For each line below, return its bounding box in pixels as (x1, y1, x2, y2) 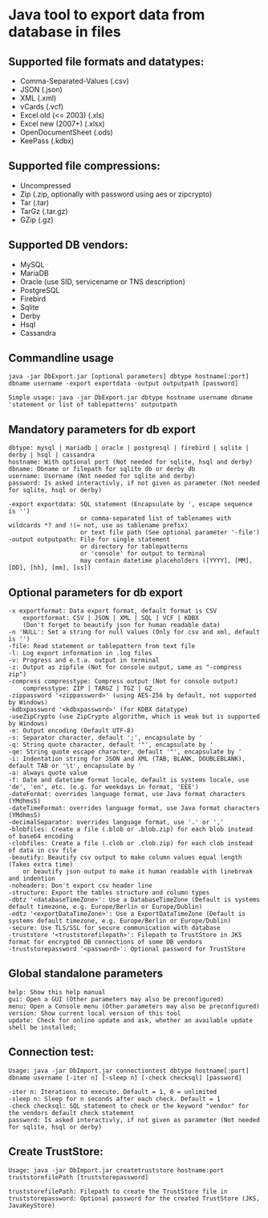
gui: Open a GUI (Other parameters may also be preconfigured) (8, 995, 225, 1003)
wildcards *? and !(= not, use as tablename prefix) (8, 522, 189, 530)
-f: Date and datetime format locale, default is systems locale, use (8, 776, 250, 784)
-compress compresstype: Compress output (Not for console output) (8, 678, 239, 686)
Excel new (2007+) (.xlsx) (19, 119, 106, 128)
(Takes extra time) (8, 861, 74, 869)
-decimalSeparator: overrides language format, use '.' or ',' (8, 819, 225, 827)
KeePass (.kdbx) (19, 136, 75, 146)
